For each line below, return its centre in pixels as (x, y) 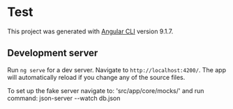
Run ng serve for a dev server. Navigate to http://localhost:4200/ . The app (117, 69)
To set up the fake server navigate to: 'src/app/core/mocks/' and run (106, 90)
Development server (53, 53)
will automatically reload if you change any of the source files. (96, 77)
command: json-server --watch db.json (64, 98)
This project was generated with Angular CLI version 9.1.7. (90, 31)
